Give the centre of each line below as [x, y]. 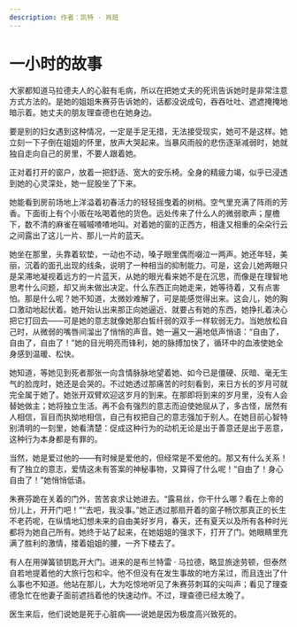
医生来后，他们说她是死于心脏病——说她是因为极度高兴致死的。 [125, 614]
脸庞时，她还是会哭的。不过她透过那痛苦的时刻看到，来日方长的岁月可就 [156, 383]
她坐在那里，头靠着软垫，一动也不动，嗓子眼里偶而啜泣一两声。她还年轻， [145, 254]
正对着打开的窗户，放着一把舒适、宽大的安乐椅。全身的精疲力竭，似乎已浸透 [148, 172]
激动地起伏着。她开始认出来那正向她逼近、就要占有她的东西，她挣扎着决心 [152, 309]
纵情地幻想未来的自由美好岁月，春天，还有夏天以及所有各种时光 [171, 521]
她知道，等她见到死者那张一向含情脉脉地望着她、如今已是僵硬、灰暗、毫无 [145, 372]
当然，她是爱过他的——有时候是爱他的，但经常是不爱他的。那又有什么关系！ [148, 458]
